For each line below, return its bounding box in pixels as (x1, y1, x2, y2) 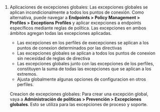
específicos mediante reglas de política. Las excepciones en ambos (9, 25, 146, 31)
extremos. (17, 71, 38, 77)
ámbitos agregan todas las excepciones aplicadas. (9, 30, 112, 36)
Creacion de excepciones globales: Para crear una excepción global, (9, 91, 149, 97)
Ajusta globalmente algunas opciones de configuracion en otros (17, 76, 146, 82)
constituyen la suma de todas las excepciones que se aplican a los (17, 66, 152, 72)
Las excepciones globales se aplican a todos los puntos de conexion (17, 50, 156, 56)
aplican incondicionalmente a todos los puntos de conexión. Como (9, 9, 144, 15)
